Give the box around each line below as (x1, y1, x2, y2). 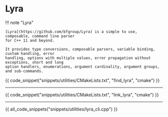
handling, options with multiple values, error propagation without (5, 55, 151, 60)
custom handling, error (5, 51, 55, 56)
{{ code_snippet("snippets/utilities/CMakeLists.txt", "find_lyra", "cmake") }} (5, 77, 160, 83)
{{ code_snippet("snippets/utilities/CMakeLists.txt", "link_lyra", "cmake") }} (5, 91, 159, 97)
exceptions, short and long (5, 59, 64, 65)
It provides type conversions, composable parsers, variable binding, (5, 46, 155, 51)
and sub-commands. (5, 68, 43, 73)
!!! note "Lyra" (5, 19, 34, 25)
